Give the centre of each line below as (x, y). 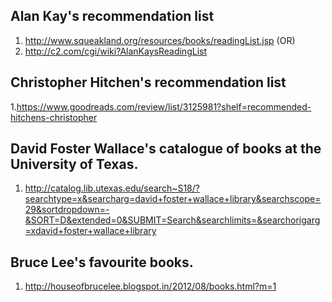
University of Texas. (74, 164)
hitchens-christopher (54, 117)
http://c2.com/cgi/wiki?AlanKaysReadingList (115, 51)
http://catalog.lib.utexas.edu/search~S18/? (112, 188)
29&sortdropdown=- (67, 210)
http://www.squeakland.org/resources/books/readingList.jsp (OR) (160, 40)
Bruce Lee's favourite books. (102, 262)
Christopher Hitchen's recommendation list (148, 82)
